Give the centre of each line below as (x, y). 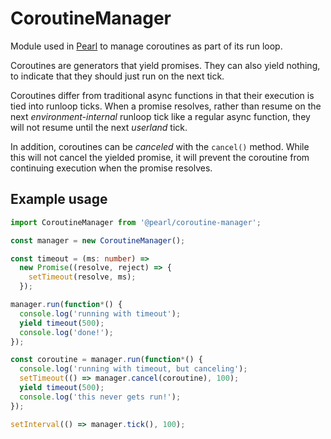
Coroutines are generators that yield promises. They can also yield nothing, (165, 65)
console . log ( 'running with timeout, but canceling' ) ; (133, 369)
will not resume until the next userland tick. (99, 127)
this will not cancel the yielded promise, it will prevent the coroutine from (160, 157)
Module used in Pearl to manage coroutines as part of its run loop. (146, 46)
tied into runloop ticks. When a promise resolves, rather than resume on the (166, 106)
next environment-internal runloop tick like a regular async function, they (160, 116)
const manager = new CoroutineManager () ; (98, 240)
